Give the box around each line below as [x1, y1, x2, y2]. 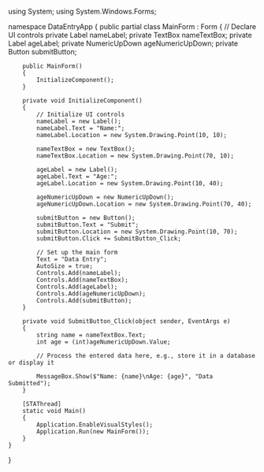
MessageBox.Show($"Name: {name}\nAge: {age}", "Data [36, 373, 214, 381]
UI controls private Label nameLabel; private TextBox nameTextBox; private [8, 31, 252, 39]
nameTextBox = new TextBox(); [36, 145, 136, 153]
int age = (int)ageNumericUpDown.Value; [36, 338, 171, 346]
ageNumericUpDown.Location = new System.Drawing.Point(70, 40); [36, 200, 252, 208]
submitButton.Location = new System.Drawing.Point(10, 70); [36, 228, 238, 236]
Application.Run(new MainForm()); [36, 428, 150, 436]
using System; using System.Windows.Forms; [8, 7, 157, 16]
